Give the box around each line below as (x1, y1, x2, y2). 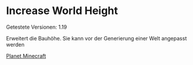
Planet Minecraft (6, 52, 46, 59)
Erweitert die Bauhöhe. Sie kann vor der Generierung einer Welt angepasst (6, 35, 187, 42)
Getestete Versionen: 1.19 (6, 23, 67, 30)
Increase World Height (6, 4, 118, 18)
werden (6, 41, 25, 48)
